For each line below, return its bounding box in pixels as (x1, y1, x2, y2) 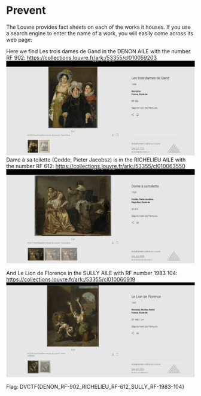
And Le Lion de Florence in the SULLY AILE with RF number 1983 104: (6, 270, 178, 277)
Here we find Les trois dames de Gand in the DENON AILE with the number (6, 47, 191, 54)
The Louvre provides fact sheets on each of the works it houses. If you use (6, 23, 191, 31)
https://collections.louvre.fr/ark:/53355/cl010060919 (6, 276, 136, 283)
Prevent (6, 4, 46, 17)
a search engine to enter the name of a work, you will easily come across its (6, 29, 193, 36)
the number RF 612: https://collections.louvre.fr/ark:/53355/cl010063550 (6, 162, 185, 169)
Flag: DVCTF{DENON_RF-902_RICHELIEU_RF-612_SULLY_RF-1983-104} (6, 383, 185, 391)
